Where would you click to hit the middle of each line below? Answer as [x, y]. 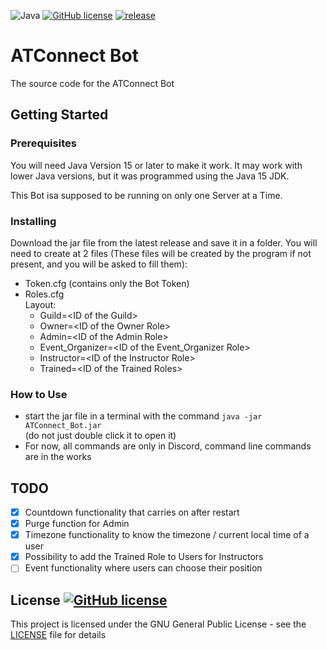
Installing [33, 221]
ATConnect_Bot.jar [63, 426]
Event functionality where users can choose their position [143, 568]
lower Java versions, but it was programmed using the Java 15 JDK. [150, 176]
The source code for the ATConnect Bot [92, 83]
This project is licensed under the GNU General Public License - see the [158, 624]
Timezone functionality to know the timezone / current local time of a [167, 535]
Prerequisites [43, 143]
